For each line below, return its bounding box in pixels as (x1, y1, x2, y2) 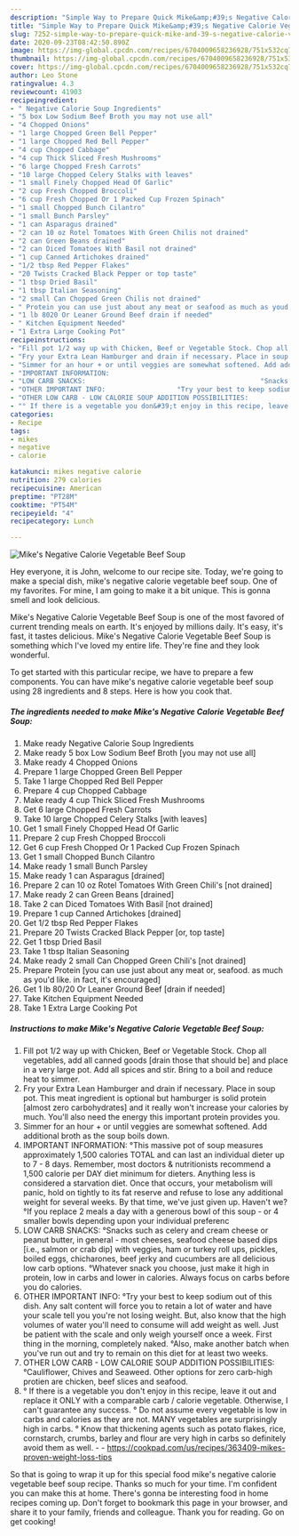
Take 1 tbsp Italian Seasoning (22, 946, 130, 957)
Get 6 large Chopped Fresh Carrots (22, 804, 152, 815)
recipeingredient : (10, 95, 78, 105)
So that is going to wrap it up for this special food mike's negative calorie (10, 1469, 277, 1480)
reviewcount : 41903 (10, 87, 83, 96)
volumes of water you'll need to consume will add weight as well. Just (22, 1320, 279, 1331)
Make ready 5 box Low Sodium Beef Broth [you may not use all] (22, 748, 256, 759)
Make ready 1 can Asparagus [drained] (22, 871, 165, 881)
